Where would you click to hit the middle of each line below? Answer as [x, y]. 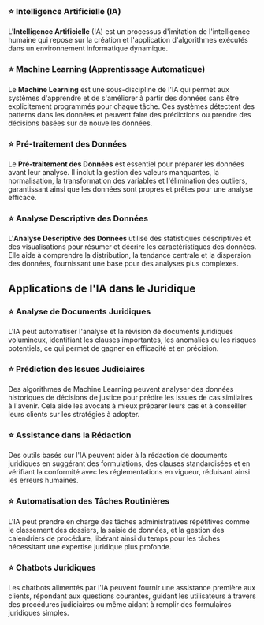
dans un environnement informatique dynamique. [88, 48]
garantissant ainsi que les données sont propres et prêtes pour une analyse [131, 189]
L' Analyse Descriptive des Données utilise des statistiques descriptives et [129, 239]
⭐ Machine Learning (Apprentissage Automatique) [107, 69]
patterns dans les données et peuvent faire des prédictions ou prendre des [130, 114]
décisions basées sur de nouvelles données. [80, 123]
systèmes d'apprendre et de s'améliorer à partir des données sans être [123, 98]
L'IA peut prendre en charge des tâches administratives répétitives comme [129, 521]
